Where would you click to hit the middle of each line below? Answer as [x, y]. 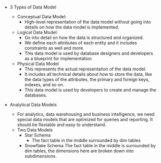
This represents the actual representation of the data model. [85, 69]
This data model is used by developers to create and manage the [90, 90]
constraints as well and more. [54, 48]
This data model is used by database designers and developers [89, 53]
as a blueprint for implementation [58, 58]
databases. [36, 95]
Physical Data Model [38, 64]
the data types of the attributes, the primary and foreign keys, [87, 79]
